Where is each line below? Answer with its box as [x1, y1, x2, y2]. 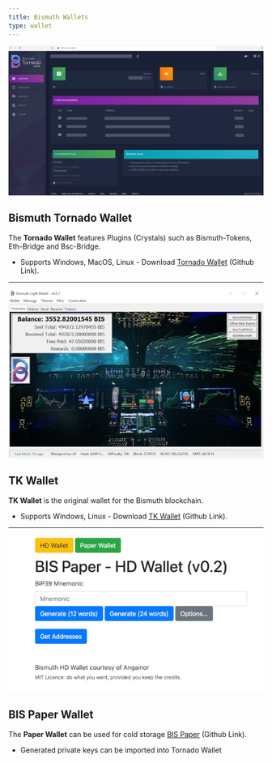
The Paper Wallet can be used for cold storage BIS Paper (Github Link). [8, 729, 247, 739]
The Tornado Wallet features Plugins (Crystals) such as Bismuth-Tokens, [8, 232, 253, 242]
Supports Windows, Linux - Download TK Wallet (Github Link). [19, 511, 228, 521]
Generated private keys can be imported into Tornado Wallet [19, 745, 222, 755]
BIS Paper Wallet [8, 708, 94, 722]
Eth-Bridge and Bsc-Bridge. [8, 241, 101, 251]
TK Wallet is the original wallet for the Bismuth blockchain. [8, 495, 204, 505]
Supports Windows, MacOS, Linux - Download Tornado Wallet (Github [19, 257, 255, 266]
